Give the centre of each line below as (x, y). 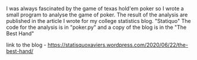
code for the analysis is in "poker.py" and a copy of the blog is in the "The (96, 27)
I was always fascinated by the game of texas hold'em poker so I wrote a (95, 9)
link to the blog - (26, 45)
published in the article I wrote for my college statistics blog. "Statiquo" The (99, 21)
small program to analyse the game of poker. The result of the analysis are (97, 15)
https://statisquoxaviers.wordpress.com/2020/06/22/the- (118, 45)
